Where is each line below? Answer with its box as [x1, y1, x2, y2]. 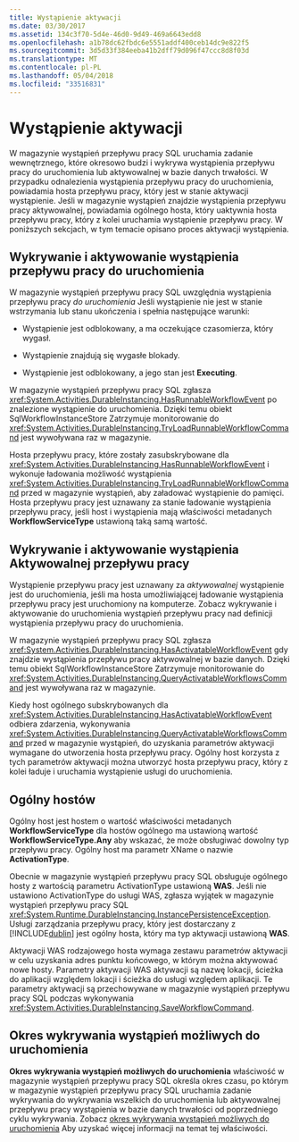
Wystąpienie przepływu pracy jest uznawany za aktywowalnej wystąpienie [9, 580, 285, 591]
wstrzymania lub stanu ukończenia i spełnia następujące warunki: [9, 306, 250, 317]
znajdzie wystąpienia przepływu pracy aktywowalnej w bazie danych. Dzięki [9, 654, 290, 665]
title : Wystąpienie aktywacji [9, 13, 122, 22]
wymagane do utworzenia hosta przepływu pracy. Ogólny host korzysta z [9, 747, 280, 758]
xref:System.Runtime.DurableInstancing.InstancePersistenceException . [9, 909, 271, 919]
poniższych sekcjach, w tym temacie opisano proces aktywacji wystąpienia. [9, 223, 290, 234]
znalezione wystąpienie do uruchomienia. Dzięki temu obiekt [9, 404, 233, 415]
